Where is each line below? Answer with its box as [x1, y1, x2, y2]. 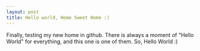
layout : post [6, 8, 39, 15]
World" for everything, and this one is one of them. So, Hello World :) [6, 38, 178, 45]
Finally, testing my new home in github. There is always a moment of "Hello [6, 31, 194, 38]
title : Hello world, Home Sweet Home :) [6, 15, 110, 21]
